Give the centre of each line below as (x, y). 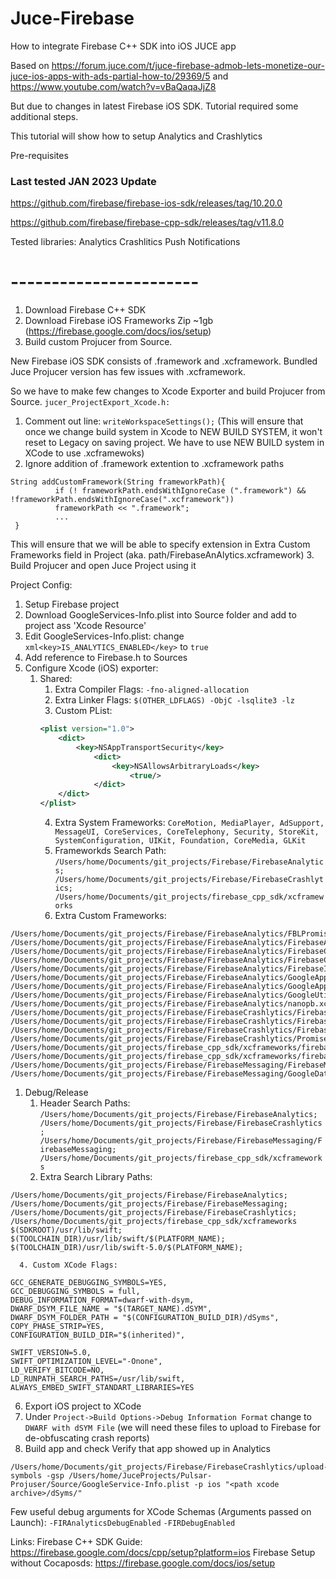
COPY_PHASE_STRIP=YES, (57, 1327)
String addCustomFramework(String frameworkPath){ (118, 482)
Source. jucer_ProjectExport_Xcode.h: (90, 402)
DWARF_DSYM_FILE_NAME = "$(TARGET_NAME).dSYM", (111, 1309)
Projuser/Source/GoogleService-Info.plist (100, 1485)
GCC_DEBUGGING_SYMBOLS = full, (75, 1292)
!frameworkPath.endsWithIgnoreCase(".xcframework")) (122, 500)
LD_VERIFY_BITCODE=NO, (57, 1370)
